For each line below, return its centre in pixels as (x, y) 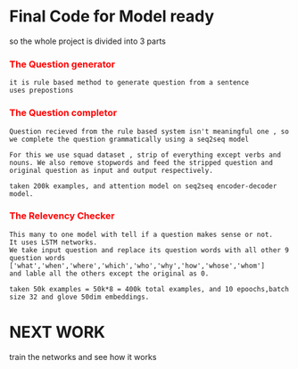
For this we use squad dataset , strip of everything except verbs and (145, 155)
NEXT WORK (57, 332)
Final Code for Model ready (112, 16)
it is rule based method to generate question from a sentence (129, 83)
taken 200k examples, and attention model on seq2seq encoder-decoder (143, 186)
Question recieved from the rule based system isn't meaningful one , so (149, 131)
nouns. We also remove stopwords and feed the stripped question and (141, 162)
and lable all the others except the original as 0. (109, 274)
